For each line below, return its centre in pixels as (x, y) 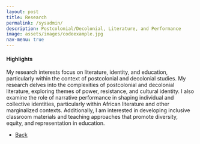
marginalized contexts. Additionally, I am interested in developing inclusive (98, 110)
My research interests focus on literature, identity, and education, (87, 72)
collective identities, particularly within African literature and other (88, 104)
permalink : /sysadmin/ (35, 23)
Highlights (20, 59)
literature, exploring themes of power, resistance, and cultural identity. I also (100, 91)
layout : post (23, 12)
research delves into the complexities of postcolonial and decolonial (90, 85)
